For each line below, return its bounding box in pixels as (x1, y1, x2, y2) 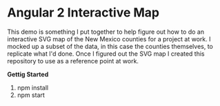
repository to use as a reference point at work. (7, 56, 139, 65)
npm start (17, 91, 45, 99)
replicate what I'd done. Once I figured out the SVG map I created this (7, 50, 205, 58)
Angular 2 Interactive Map (7, 5, 160, 21)
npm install (17, 83, 49, 92)
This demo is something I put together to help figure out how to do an (7, 28, 205, 36)
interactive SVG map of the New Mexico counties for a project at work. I (7, 34, 211, 43)
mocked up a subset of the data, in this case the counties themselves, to (7, 42, 214, 50)
